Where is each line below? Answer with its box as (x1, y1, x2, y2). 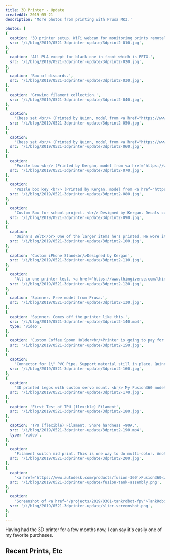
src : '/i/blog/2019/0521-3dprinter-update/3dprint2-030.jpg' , (10, 78, 144, 83)
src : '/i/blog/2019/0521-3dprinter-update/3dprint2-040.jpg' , (10, 97, 144, 102)
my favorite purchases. (5, 532, 53, 538)
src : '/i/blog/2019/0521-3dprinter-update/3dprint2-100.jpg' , (10, 238, 144, 244)
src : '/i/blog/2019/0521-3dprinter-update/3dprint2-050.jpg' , (10, 120, 144, 126)
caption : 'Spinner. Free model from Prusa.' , (10, 295, 108, 300)
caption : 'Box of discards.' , (10, 73, 73, 79)
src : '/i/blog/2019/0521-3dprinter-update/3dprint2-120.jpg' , (10, 281, 144, 286)
